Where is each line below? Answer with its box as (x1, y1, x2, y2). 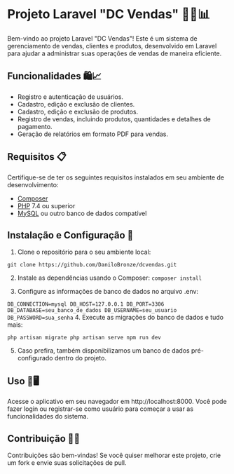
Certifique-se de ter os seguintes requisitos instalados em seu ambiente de (7, 173, 225, 182)
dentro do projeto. (54, 354, 107, 363)
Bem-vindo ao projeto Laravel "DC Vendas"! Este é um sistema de (7, 34, 198, 43)
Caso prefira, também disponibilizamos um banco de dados (17, 346, 191, 355)
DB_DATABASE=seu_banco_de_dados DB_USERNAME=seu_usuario (7, 307, 177, 314)
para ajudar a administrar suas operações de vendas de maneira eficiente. (7, 49, 222, 57)
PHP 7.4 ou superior (17, 201, 76, 210)
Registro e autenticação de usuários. (17, 93, 124, 101)
